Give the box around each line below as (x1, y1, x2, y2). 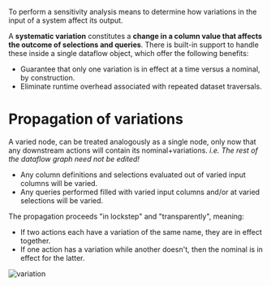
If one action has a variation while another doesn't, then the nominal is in (19, 244, 264, 254)
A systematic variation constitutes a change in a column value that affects (8, 32, 262, 41)
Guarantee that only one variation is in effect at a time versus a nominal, (19, 64, 261, 74)
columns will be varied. (19, 178, 98, 188)
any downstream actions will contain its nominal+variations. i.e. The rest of (8, 145, 258, 155)
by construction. (19, 73, 75, 82)
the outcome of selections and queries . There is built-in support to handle (8, 40, 260, 50)
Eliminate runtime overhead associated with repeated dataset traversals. (19, 81, 262, 91)
